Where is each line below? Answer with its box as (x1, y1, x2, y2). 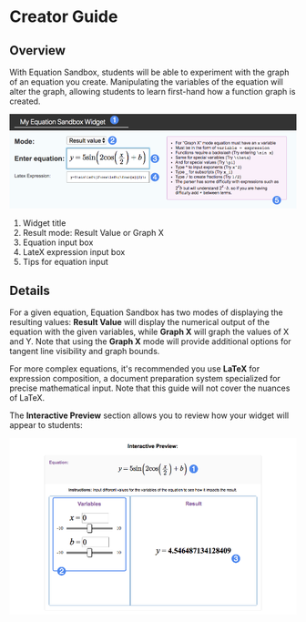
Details (9, 282, 50, 298)
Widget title (22, 218, 66, 229)
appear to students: (9, 419, 84, 430)
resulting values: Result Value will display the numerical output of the (9, 316, 270, 327)
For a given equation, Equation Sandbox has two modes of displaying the (9, 307, 284, 318)
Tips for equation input (22, 257, 109, 268)
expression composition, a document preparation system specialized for (9, 372, 280, 383)
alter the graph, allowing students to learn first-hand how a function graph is (9, 87, 296, 97)
